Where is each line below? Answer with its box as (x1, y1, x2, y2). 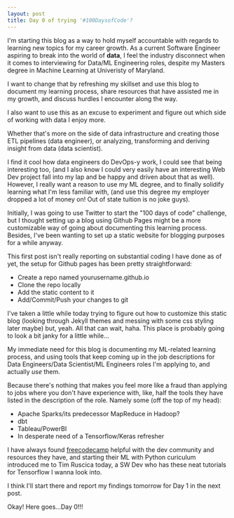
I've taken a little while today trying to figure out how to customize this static (7, 309, 228, 317)
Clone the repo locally (17, 280, 81, 288)
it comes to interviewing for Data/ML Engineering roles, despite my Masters (7, 58, 226, 67)
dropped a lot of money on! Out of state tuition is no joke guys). (7, 194, 191, 204)
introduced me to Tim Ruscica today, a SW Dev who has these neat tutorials (7, 460, 226, 469)
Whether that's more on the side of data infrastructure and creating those (7, 129, 219, 138)
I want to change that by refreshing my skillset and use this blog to (7, 79, 200, 88)
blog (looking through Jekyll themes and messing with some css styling (7, 317, 214, 325)
